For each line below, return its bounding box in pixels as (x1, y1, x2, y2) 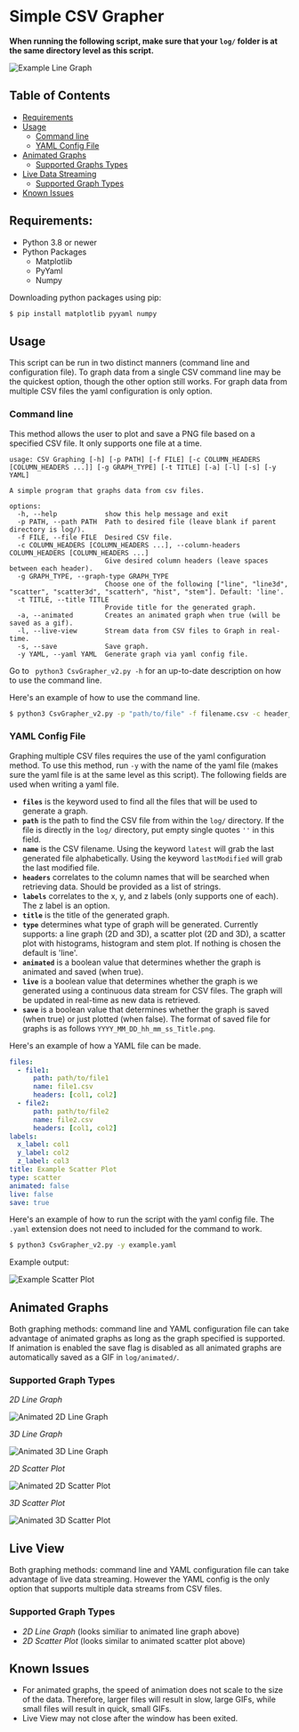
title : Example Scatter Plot (9, 1165, 117, 1174)
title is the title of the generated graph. (21, 910, 170, 920)
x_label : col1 (17, 1140, 69, 1149)
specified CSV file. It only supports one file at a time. (9, 438, 202, 449)
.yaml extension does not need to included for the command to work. (9, 1224, 263, 1234)
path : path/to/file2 (32, 1106, 109, 1116)
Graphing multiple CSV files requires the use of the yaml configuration (9, 750, 267, 761)
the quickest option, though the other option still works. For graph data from (9, 376, 287, 387)
